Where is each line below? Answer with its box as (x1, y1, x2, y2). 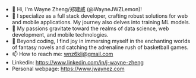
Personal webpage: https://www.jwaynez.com (11, 65, 125, 72)
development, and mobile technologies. (11, 31, 109, 38)
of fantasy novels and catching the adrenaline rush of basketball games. (11, 44, 189, 51)
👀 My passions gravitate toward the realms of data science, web (11, 25, 169, 32)
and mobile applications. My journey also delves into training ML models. (11, 19, 191, 25)
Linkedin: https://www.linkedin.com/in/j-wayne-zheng (11, 59, 144, 66)
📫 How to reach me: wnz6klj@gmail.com (11, 50, 113, 57)
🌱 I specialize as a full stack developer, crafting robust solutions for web (11, 12, 188, 19)
